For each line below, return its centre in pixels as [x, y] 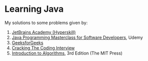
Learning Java [34, 9]
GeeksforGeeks [27, 42]
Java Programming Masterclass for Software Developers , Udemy [77, 37]
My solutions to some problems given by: [46, 23]
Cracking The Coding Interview [43, 48]
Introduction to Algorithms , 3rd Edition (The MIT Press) [67, 53]
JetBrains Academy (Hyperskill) [44, 32]
